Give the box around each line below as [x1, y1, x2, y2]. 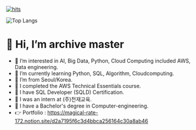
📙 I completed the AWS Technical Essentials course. [14, 82, 141, 89]
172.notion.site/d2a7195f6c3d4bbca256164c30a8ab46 [14, 117, 148, 124]
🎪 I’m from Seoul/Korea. [14, 76, 72, 83]
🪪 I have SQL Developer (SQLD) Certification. [14, 89, 125, 96]
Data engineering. [14, 63, 58, 70]
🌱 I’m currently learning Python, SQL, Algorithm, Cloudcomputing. [14, 70, 175, 77]
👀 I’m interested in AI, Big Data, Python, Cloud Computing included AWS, [14, 57, 191, 64]
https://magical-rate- [47, 109, 98, 116]
